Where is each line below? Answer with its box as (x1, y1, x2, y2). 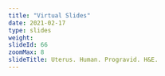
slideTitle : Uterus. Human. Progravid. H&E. (8, 56, 159, 64)
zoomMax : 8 (8, 48, 45, 56)
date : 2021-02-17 (8, 19, 66, 27)
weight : (8, 33, 34, 42)
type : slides (8, 26, 52, 34)
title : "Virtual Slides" (8, 11, 91, 20)
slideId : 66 (8, 41, 48, 49)
